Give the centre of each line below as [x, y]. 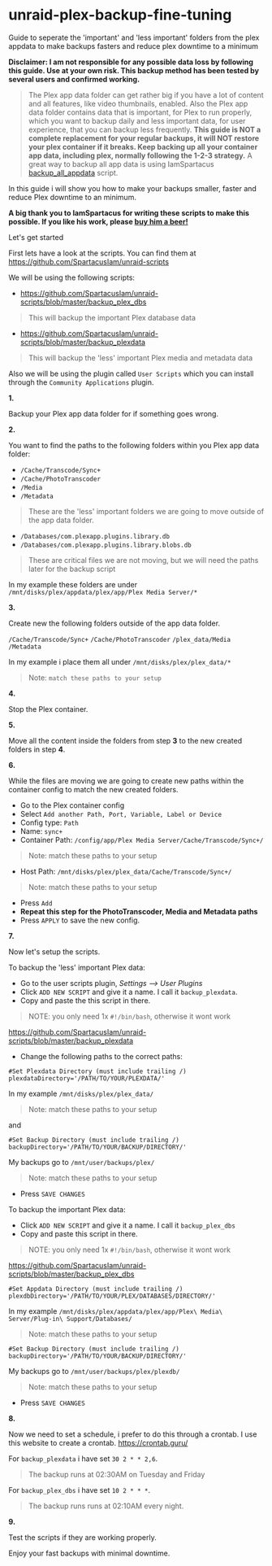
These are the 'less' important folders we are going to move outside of [146, 511]
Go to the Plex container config [72, 805]
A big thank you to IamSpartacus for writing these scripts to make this [129, 212]
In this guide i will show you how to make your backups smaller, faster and [133, 188]
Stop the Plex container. [48, 709]
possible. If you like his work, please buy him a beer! [98, 221]
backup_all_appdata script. [73, 172]
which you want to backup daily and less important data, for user [137, 120]
